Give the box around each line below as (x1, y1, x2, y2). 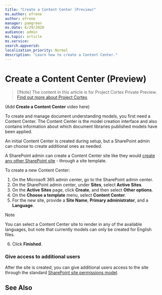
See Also (5, 284, 32, 292)
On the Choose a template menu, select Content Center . (12, 192, 127, 198)
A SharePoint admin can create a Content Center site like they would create (5, 153, 155, 158)
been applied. (5, 129, 32, 135)
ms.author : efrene (5, 12, 42, 17)
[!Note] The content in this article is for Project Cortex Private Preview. (16, 89, 157, 95)
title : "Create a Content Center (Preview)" (5, 7, 96, 12)
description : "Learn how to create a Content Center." (5, 52, 118, 57)
